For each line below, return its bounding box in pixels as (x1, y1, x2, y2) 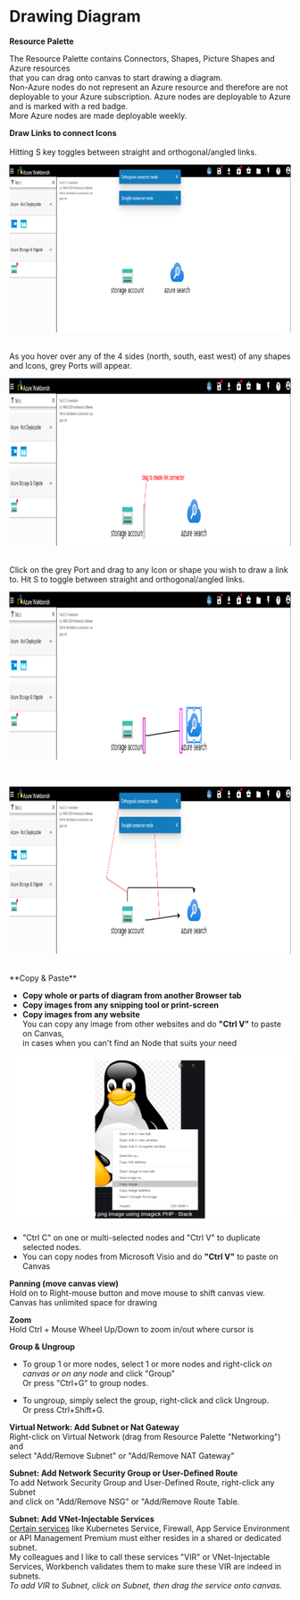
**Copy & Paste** (9, 973, 78, 983)
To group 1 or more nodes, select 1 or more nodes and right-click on (21, 1358, 272, 1369)
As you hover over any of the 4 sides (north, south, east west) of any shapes (9, 351, 291, 362)
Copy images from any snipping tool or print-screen (21, 1000, 219, 1010)
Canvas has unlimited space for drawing (9, 1297, 158, 1307)
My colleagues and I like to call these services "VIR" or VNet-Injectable (9, 1551, 271, 1562)
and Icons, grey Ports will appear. (9, 360, 132, 370)
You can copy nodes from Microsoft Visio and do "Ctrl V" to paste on (21, 1251, 279, 1262)
